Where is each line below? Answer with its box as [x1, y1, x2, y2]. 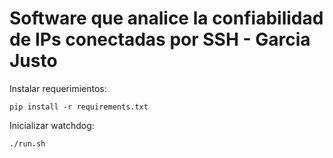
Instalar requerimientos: [9, 82, 107, 94]
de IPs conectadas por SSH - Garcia [9, 28, 311, 51]
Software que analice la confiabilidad [9, 7, 324, 30]
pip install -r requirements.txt [9, 102, 149, 112]
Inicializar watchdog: [9, 119, 95, 131]
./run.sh [9, 138, 46, 149]
